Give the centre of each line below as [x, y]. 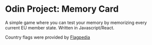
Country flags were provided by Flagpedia [48, 37]
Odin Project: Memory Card [62, 9]
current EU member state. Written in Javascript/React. [60, 27]
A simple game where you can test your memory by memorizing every [76, 22]
